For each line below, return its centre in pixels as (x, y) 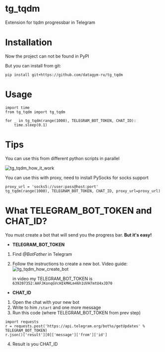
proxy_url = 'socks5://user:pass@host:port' (52, 186)
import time (17, 108)
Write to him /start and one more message (57, 307)
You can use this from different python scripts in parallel (62, 158)
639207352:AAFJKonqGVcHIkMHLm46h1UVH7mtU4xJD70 (62, 283)
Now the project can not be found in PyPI (47, 56)
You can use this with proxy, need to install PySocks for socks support (77, 177)
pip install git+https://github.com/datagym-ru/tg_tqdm (64, 75)
